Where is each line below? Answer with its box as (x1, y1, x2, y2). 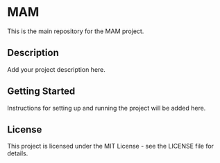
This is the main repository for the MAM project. (7, 27, 144, 35)
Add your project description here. (7, 65, 106, 73)
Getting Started (7, 86, 76, 97)
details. (7, 149, 28, 157)
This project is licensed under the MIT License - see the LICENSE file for (7, 142, 214, 151)
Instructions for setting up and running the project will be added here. (7, 104, 206, 112)
